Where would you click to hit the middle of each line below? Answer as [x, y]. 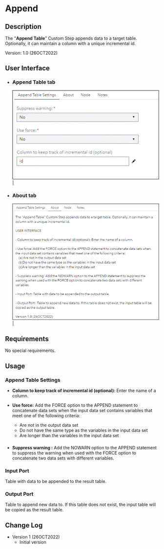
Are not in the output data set [49, 425]
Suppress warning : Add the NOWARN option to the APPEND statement [84, 447]
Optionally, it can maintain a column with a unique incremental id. [70, 44]
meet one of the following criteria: [46, 416]
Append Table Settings [33, 380]
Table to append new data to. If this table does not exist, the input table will [81, 505]
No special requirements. [30, 351]
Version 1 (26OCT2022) [36, 537]
